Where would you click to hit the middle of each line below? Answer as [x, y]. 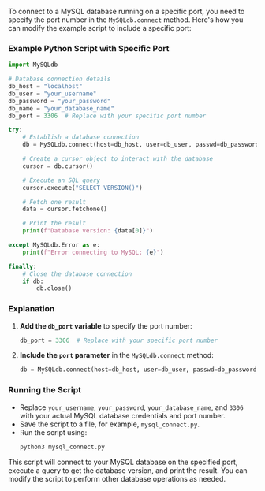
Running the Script [45, 390]
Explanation [32, 309]
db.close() [54, 288]
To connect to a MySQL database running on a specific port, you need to [127, 11]
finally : [22, 266]
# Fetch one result [54, 202]
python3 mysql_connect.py [62, 447]
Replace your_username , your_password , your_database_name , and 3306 [131, 407]
